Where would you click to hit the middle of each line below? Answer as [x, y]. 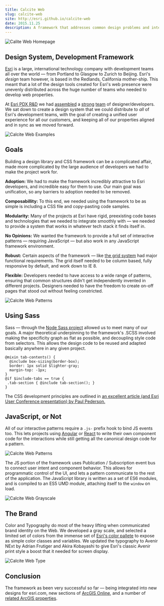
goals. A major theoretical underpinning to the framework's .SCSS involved [80, 333]
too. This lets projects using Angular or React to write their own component [81, 434]
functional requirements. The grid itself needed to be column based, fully [79, 261]
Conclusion [23, 576]
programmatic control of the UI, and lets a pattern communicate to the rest [80, 473]
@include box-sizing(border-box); [44, 361]
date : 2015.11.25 [23, 23]
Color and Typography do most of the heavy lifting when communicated [77, 525]
